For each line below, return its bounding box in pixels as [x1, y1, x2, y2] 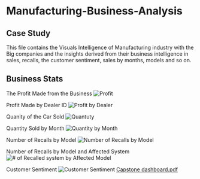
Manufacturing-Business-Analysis [6, 4, 183, 18]
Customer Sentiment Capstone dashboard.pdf [6, 166, 178, 173]
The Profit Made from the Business [6, 90, 93, 97]
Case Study [6, 28, 51, 38]
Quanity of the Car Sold [6, 113, 65, 120]
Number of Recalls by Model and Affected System [6, 148, 130, 155]
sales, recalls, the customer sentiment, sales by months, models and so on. [6, 57, 192, 63]
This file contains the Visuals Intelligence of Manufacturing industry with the [6, 44, 194, 51]
